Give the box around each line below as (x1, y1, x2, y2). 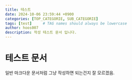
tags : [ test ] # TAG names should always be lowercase (5, 21, 127, 26)
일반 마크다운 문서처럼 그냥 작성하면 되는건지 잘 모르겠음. (5, 70, 115, 76)
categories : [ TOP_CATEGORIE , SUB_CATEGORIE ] (5, 16, 98, 21)
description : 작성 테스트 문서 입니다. (5, 30, 77, 35)
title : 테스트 (5, 7, 31, 12)
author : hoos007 (5, 26, 39, 30)
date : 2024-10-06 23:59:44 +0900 (5, 12, 74, 17)
